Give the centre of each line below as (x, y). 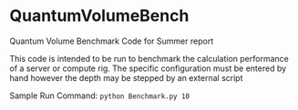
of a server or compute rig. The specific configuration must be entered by (148, 68)
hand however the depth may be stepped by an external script (126, 77)
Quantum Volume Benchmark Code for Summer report (112, 41)
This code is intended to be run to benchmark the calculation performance (149, 58)
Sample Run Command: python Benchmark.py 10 (99, 95)
